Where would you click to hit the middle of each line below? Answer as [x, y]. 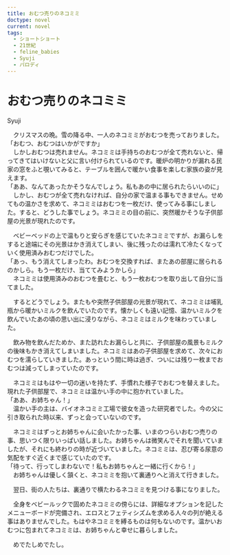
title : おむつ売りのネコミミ [44, 13]
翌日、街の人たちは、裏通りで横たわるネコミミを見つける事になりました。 [118, 489]
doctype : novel [29, 20]
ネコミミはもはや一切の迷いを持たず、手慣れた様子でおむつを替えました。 [118, 382]
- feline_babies [36, 52]
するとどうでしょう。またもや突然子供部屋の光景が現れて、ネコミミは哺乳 [118, 302]
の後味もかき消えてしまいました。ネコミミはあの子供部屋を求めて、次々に [112, 350]
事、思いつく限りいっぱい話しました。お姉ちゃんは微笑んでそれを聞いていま [115, 440]
